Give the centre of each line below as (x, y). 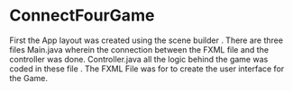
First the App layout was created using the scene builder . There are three (146, 40)
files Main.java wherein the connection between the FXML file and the (139, 49)
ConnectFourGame (82, 16)
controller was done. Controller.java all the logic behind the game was (139, 59)
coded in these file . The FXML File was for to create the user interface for (147, 69)
